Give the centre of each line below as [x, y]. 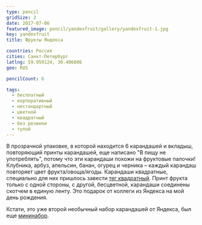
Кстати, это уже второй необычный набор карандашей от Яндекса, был [99, 209]
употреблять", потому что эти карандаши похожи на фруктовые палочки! [101, 159]
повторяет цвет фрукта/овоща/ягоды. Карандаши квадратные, [87, 172]
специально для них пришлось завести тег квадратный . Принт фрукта [97, 178]
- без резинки [29, 123]
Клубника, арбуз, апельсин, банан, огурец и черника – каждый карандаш [101, 165]
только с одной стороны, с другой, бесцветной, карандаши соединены [98, 184]
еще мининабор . [28, 216]
